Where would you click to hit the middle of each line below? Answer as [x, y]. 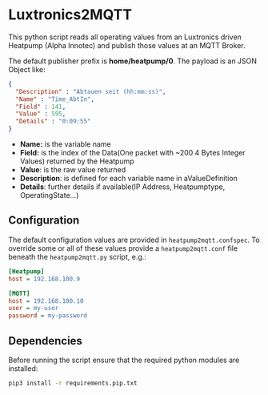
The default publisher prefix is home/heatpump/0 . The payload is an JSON [133, 61]
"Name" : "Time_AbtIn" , [55, 99]
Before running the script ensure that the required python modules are [124, 360]
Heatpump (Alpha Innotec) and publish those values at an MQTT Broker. [127, 45]
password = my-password [48, 316]
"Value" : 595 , [41, 114]
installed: [23, 368]
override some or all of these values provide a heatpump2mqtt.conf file [123, 248]
